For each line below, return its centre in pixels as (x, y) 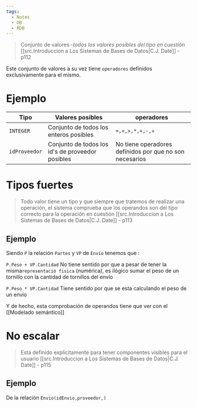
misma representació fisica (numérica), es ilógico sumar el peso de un (93, 270)
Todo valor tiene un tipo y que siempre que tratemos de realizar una (102, 201)
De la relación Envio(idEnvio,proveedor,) (56, 398)
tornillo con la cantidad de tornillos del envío (60, 277)
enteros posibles (71, 135)
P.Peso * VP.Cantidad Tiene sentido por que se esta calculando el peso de (96, 288)
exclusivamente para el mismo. (43, 75)
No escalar (33, 336)
